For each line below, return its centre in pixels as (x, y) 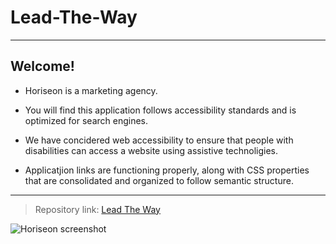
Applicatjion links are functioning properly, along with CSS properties (167, 170)
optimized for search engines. (86, 120)
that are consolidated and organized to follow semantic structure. (159, 180)
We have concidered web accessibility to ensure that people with (159, 140)
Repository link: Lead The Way (97, 209)
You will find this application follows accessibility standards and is (160, 110)
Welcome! (42, 66)
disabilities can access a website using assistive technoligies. (151, 150)
